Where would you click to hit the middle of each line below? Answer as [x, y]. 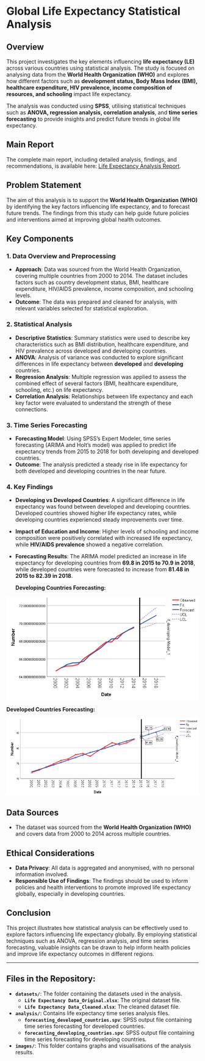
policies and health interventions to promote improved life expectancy [103, 887]
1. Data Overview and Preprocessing [61, 256]
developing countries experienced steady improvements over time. [99, 520]
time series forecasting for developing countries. [85, 1039]
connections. [31, 409]
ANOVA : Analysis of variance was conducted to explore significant [99, 357]
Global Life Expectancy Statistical [93, 11]
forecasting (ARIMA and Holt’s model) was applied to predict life [96, 444]
